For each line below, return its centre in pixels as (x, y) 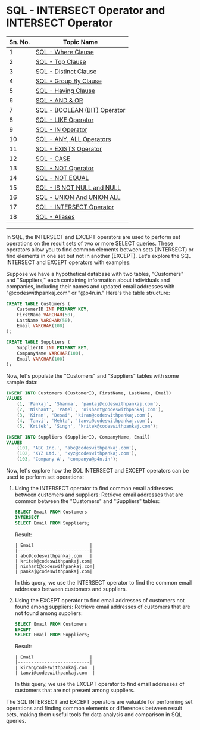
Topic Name (81, 42)
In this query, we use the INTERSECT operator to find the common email (103, 582)
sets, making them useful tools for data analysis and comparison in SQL (94, 715)
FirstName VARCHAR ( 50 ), (46, 315)
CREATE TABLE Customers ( (38, 304)
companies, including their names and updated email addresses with (90, 286)
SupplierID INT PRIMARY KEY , (53, 348)
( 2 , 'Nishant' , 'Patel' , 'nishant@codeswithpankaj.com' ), (90, 410)
